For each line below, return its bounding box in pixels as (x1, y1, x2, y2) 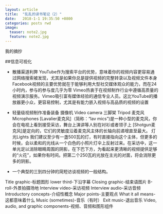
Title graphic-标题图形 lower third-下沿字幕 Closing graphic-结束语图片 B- (5, 178, 153, 185)
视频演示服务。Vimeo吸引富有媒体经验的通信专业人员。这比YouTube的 (12, 93, 154, 99)
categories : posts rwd (5, 20, 51, 26)
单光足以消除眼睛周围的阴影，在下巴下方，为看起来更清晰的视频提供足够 (12, 146, 157, 152)
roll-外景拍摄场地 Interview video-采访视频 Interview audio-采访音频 (5, 185, 141, 191)
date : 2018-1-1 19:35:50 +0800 (5, 16, 73, 21)
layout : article (5, 7, 38, 12)
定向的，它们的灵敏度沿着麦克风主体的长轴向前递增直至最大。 (26, 127, 150, 134)
